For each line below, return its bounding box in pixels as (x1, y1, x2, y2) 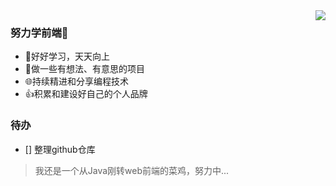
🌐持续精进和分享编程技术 (24, 75, 129, 88)
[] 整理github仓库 (24, 143, 96, 155)
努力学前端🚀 (10, 25, 69, 39)
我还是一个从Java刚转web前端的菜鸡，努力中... (34, 164, 230, 176)
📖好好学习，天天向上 (24, 50, 110, 63)
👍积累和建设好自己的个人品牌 (24, 88, 148, 100)
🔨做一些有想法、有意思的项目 (24, 63, 145, 75)
